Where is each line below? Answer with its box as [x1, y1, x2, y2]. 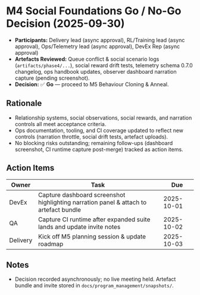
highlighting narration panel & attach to [37, 198, 147, 206]
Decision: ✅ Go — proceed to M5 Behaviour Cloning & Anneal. [14, 80, 169, 87]
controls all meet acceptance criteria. [14, 120, 107, 127]
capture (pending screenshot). [14, 74, 90, 81]
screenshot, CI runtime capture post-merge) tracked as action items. [14, 146, 183, 153]
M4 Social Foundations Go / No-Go [6, 4, 182, 18]
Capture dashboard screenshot [37, 190, 126, 199]
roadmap [37, 240, 64, 248]
